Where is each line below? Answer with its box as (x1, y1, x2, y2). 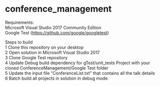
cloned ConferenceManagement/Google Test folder (5, 65, 108, 71)
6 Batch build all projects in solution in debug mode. (5, 75, 109, 81)
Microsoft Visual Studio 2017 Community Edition (5, 24, 102, 30)
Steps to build (5, 39, 33, 45)
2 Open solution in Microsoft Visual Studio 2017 (5, 50, 100, 55)
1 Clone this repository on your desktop (5, 44, 84, 50)
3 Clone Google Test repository (5, 54, 68, 60)
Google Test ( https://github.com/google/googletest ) (5, 30, 109, 35)
